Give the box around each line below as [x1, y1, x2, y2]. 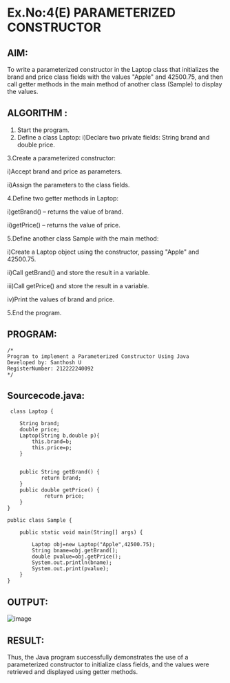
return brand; [41, 475, 81, 482]
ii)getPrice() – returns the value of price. [7, 221, 121, 229]
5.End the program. [7, 308, 62, 317]
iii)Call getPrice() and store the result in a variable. [7, 281, 149, 290]
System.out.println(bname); [32, 559, 112, 566]
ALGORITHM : [7, 107, 67, 119]
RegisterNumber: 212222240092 [7, 365, 94, 372]
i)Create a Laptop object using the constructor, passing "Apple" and [7, 247, 200, 256]
